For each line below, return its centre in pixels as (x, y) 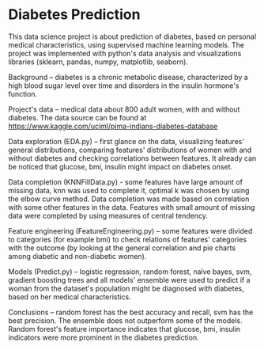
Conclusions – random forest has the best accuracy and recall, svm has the (131, 312)
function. (23, 93)
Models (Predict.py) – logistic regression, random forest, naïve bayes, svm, (130, 272)
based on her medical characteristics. (70, 297)
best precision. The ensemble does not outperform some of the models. (125, 320)
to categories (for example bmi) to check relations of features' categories (128, 239)
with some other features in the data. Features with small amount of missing (132, 207)
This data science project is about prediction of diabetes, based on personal (132, 36)
